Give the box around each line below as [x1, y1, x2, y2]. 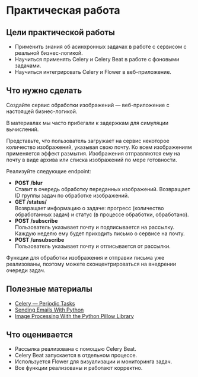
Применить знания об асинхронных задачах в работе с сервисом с [14, 43, 187, 50]
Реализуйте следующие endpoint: [6, 167, 92, 175]
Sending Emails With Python [14, 306, 84, 313]
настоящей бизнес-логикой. [6, 108, 78, 115]
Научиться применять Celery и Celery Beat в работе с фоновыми [14, 56, 180, 63]
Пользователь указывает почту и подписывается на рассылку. [14, 223, 175, 230]
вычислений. [6, 126, 39, 133]
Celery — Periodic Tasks [14, 300, 75, 307]
